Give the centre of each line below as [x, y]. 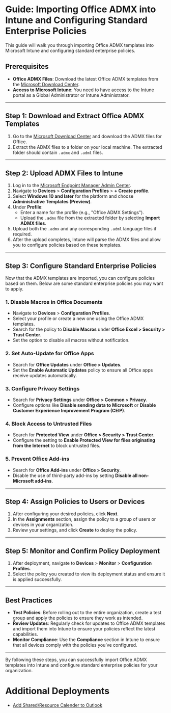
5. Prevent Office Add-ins [37, 459]
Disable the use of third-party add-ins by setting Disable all [75, 476]
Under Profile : [28, 207]
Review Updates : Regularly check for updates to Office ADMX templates [89, 623]
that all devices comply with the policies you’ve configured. [75, 645]
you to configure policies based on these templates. [67, 245]
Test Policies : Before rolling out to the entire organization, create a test [87, 613]
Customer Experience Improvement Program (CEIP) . [69, 411]
